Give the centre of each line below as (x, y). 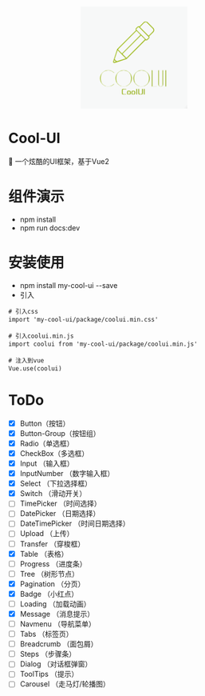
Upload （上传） (47, 534)
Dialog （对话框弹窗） (56, 664)
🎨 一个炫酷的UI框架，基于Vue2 (59, 161)
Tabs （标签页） (46, 634)
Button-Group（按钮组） (60, 433)
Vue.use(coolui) (35, 368)
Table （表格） (44, 554)
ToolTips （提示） (49, 674)
